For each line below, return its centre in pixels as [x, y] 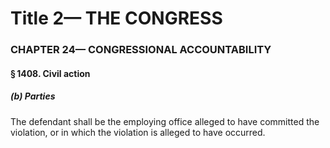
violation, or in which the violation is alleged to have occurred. [138, 132]
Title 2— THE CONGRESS [116, 18]
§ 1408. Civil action [50, 73]
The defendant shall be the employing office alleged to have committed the [165, 121]
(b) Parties [33, 96]
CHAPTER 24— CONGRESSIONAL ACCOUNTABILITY [141, 50]
